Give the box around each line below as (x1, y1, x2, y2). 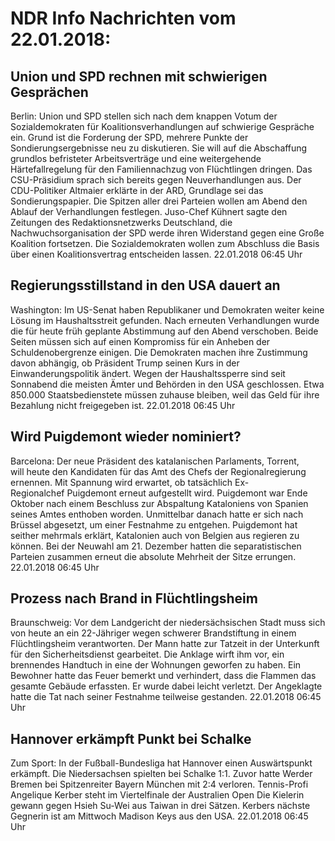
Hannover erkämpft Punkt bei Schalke (10, 730, 252, 747)
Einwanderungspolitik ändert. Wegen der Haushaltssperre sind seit (10, 367, 286, 379)
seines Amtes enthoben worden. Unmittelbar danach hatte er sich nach (10, 508, 304, 520)
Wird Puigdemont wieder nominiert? (10, 428, 242, 446)
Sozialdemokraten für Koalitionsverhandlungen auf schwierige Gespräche (10, 121, 315, 132)
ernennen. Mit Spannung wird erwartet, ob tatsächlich (10, 476, 233, 488)
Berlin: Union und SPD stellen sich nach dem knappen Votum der (10, 110, 278, 122)
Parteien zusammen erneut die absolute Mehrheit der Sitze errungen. (10, 550, 297, 562)
